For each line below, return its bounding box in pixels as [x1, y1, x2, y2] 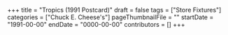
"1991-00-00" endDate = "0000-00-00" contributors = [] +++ [7, 21, 185, 28]
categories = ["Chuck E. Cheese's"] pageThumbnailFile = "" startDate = [7, 13, 214, 21]
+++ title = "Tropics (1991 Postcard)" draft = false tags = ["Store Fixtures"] [7, 6, 222, 14]
